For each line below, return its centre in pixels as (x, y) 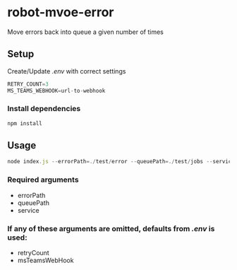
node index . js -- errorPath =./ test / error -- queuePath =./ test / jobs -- (110, 162)
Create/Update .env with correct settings (67, 71)
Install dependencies (44, 109)
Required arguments (43, 180)
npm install (25, 123)
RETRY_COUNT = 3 (28, 84)
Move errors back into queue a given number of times (85, 32)
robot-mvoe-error (61, 12)
